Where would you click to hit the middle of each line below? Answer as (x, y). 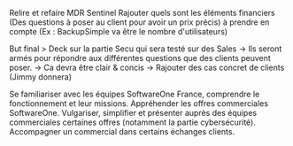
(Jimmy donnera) (41, 77)
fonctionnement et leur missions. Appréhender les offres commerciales (139, 104)
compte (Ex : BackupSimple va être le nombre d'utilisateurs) (119, 31)
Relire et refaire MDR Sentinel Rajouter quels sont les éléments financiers (143, 13)
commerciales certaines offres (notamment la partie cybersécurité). (133, 122)
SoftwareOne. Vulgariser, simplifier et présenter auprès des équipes (133, 113)
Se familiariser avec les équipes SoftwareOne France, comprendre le (135, 94)
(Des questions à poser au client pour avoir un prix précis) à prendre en (139, 22)
